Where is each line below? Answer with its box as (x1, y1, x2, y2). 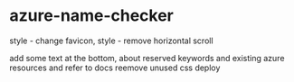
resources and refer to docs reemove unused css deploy (9, 62, 221, 73)
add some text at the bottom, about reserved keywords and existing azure (9, 52, 285, 63)
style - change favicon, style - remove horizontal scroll (9, 35, 214, 46)
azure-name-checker (9, 5, 174, 26)
